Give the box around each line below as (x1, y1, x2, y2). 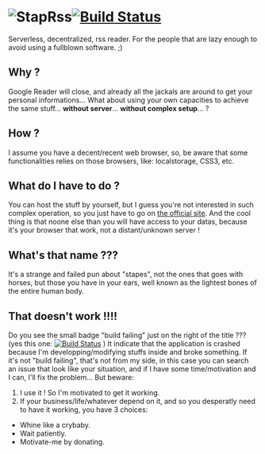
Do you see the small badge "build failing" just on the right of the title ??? (8, 330, 247, 340)
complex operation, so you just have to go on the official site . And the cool (8, 209, 252, 218)
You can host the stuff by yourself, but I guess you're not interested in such (8, 200, 254, 210)
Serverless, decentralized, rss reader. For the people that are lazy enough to (8, 34, 258, 44)
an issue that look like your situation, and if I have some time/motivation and (8, 364, 256, 373)
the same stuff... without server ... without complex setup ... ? (8, 103, 209, 113)
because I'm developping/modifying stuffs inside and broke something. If (8, 348, 248, 356)
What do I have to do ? (8, 179, 121, 192)
